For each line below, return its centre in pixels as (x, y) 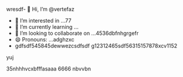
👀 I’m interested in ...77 (43, 20)
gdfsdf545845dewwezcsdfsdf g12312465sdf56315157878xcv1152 (96, 46)
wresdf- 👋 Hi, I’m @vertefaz (40, 9)
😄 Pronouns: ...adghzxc (45, 39)
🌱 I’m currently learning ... (47, 27)
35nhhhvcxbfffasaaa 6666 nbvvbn (49, 69)
